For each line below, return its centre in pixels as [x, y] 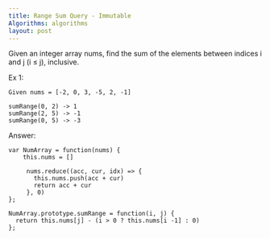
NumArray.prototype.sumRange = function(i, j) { [91, 214]
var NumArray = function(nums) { [64, 150]
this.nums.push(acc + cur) [79, 179]
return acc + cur [62, 186]
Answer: [22, 136]
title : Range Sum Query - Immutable [70, 16]
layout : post [30, 31]
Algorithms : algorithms [48, 23]
